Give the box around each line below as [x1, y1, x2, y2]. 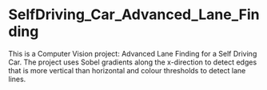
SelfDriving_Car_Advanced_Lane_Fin [8, 6, 260, 24]
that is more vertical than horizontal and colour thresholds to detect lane [8, 65, 246, 75]
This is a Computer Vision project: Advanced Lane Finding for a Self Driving [8, 49, 257, 58]
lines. [8, 74, 26, 84]
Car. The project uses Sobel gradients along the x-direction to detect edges [8, 57, 257, 67]
